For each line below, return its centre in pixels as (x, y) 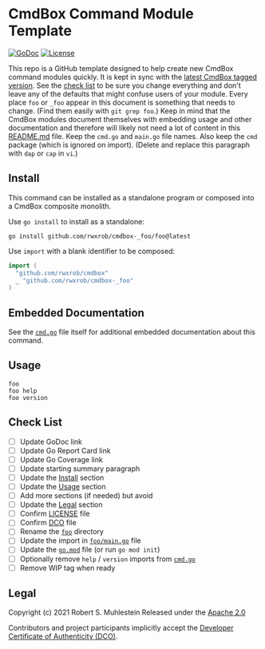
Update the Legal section (61, 505)
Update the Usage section (63, 487)
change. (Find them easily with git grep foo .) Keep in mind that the (119, 111)
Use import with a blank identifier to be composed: (92, 251)
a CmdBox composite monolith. (60, 206)
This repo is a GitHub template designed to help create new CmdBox (121, 68)
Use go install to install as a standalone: (77, 221)
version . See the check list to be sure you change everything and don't (125, 85)
